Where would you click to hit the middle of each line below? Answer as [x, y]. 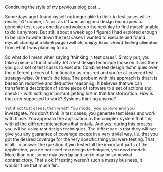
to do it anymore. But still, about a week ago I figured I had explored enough [81, 32]
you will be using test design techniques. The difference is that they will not [81, 129]
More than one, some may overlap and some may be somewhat [69, 155]
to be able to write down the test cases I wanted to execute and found [75, 37]
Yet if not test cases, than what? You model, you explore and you [70, 108]
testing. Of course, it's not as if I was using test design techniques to [74, 22]
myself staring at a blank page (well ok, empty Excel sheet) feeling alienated [81, 43]
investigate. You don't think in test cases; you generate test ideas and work [80, 113]
